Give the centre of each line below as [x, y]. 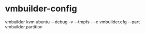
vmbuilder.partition [24, 26]
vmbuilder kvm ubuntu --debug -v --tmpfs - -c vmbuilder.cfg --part [72, 22]
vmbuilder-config [41, 9]
